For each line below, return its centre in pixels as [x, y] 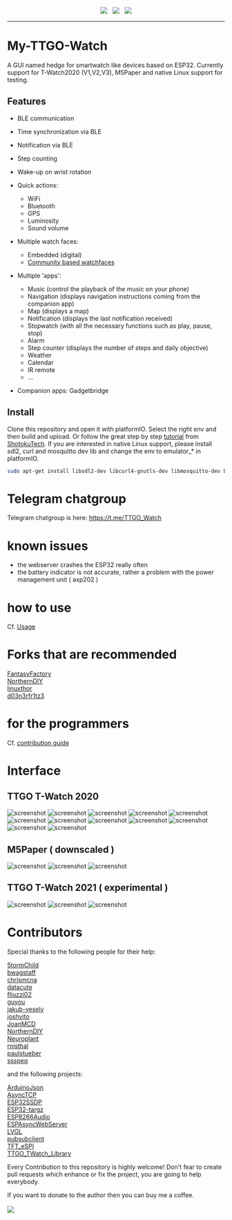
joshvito [18, 1016]
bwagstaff [21, 972]
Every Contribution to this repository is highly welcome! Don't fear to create [115, 1167]
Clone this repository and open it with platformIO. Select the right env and [112, 429]
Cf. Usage [21, 627]
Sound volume [48, 228]
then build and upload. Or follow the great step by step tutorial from [103, 436]
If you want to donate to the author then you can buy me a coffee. [101, 1195]
